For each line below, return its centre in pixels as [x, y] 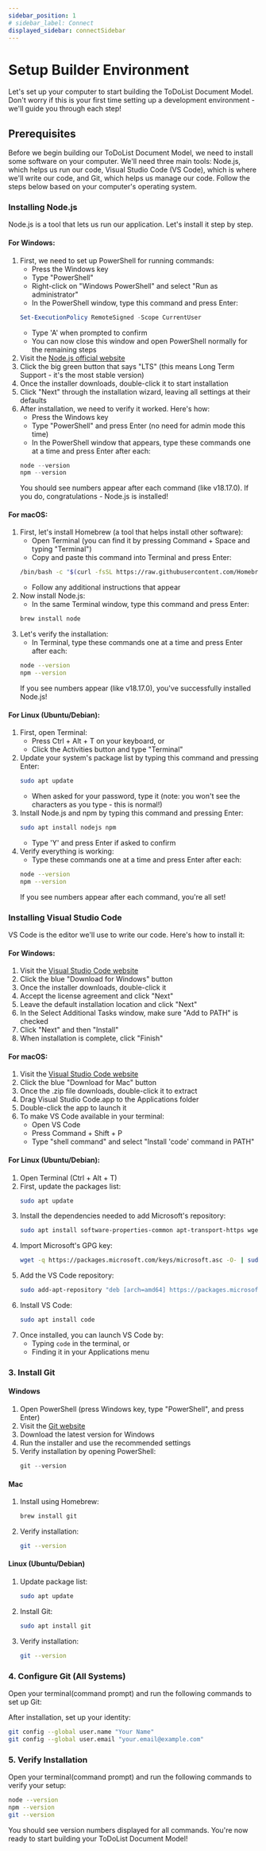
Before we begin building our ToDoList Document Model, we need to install [131, 153]
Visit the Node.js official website [72, 358]
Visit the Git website [52, 1426]
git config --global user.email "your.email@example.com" [106, 1739]
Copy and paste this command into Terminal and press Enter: [131, 558]
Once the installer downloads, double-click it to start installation [124, 383]
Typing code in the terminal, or [81, 1343]
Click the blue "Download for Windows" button [96, 979]
